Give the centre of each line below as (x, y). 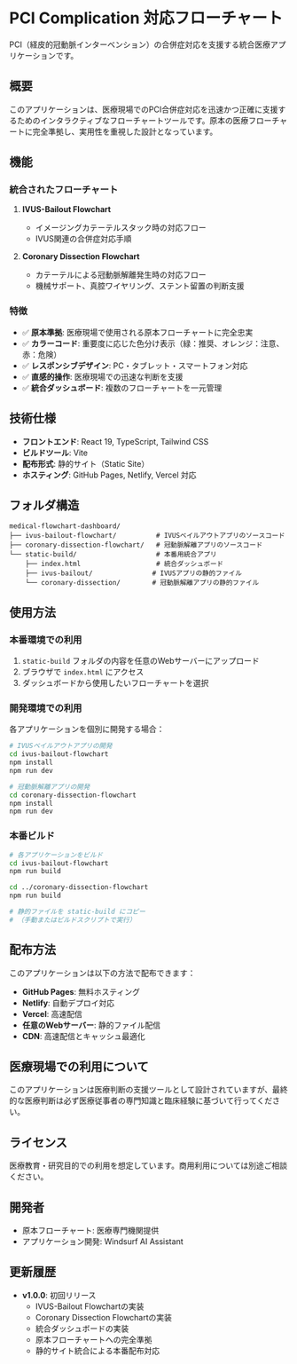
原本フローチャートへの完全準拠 (94, 1339)
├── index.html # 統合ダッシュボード (125, 564)
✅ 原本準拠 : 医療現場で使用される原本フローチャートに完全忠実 (137, 332)
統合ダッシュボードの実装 (82, 1329)
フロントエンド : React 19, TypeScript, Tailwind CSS (115, 441)
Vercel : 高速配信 (52, 1013)
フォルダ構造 (44, 505)
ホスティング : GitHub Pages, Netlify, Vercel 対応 (109, 475)
